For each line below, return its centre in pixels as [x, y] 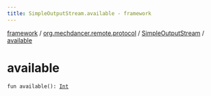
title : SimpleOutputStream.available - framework [79, 13]
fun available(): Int [38, 86]
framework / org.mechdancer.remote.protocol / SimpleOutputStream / [106, 33]
